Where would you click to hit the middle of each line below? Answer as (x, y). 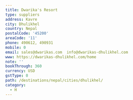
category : (16, 85)
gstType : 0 (17, 76)
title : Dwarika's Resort (31, 10)
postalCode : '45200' (27, 33)
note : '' (14, 62)
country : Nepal (21, 29)
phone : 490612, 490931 (29, 43)
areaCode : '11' (21, 38)
